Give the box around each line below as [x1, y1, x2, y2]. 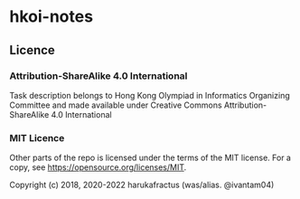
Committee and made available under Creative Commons [9, 99, 223, 110]
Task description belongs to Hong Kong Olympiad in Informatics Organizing [9, 90, 291, 100]
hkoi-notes [9, 6, 93, 27]
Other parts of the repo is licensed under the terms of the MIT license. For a [9, 152, 292, 164]
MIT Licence [9, 131, 65, 144]
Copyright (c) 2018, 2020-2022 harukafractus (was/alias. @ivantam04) [9, 179, 275, 191]
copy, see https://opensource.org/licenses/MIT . [9, 162, 187, 173]
